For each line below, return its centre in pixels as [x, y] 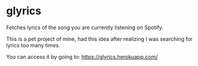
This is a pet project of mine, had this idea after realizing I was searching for [99, 39]
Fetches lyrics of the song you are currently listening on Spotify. [85, 27]
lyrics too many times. [33, 45]
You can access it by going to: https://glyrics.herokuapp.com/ [82, 56]
